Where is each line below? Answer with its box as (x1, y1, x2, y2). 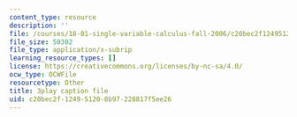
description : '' (9, 21, 69, 30)
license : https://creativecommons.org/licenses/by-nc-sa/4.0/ (9, 62, 243, 71)
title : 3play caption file (9, 86, 109, 95)
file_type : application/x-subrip (9, 46, 133, 55)
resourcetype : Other (9, 78, 86, 87)
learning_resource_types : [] (9, 54, 117, 62)
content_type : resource (9, 12, 97, 22)
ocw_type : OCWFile (9, 70, 77, 79)
